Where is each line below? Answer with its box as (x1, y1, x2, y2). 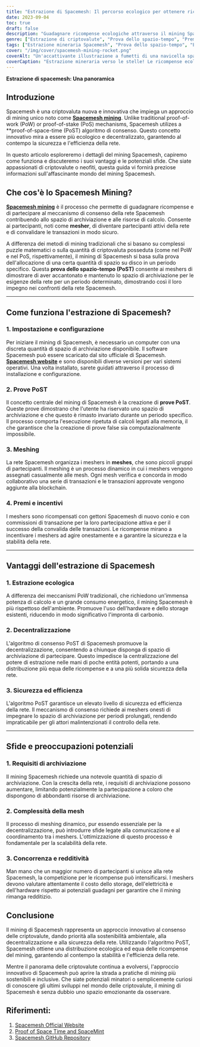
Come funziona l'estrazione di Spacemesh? (6, 307, 171, 318)
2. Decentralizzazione (6, 626, 71, 635)
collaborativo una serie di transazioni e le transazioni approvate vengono (6, 478, 185, 485)
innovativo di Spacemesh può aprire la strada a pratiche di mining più (6, 970, 176, 977)
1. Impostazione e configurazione (6, 325, 104, 334)
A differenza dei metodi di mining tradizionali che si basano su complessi (6, 240, 185, 247)
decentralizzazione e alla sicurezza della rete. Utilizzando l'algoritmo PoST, (6, 939, 190, 946)
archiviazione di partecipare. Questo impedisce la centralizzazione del (6, 652, 179, 659)
